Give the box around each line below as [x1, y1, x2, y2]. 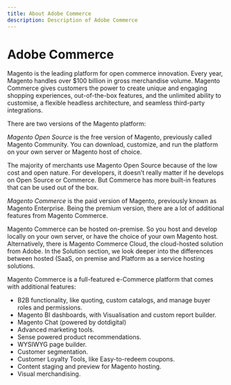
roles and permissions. [17, 303, 83, 312]
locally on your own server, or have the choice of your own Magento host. [7, 232, 219, 241]
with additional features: [7, 282, 76, 291]
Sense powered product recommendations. [17, 333, 142, 341]
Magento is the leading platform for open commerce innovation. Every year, [7, 69, 223, 78]
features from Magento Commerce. [7, 212, 108, 220]
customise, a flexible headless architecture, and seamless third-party [7, 99, 205, 108]
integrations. [7, 106, 44, 114]
